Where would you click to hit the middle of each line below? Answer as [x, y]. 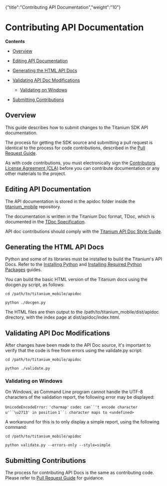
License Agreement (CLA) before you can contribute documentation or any [82, 168]
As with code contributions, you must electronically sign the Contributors [80, 163]
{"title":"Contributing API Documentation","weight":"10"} [63, 7]
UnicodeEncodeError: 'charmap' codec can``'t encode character [71, 407]
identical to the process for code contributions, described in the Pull [75, 148]
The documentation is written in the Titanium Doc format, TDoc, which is [80, 216]
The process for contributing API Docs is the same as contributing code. [79, 472]
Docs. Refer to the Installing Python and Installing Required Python [74, 265]
